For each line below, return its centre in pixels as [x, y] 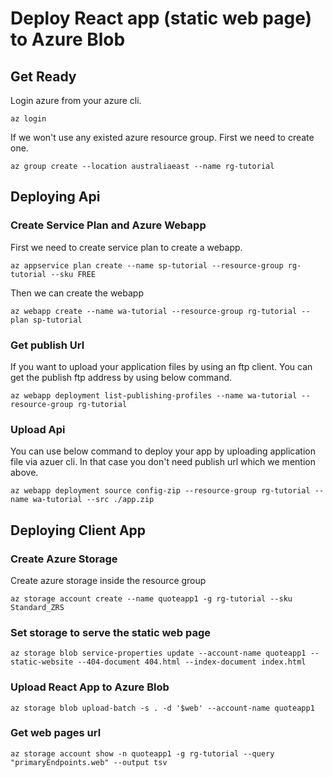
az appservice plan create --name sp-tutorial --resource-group [147, 265]
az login [28, 119]
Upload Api [38, 429]
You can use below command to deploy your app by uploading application [163, 451]
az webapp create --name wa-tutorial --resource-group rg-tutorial [154, 311]
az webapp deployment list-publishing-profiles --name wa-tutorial [154, 395]
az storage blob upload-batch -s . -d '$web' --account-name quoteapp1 [162, 708]
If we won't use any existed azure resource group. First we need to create [162, 137]
